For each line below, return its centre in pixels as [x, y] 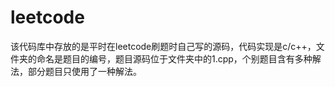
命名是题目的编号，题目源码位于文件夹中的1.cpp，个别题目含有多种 [174, 58]
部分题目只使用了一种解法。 [84, 71]
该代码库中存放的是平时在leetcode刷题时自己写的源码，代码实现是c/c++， [163, 46]
